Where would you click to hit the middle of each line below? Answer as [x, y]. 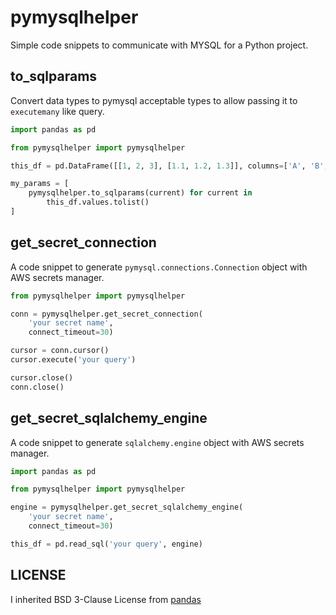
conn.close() [37, 387]
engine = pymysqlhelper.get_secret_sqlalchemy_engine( [127, 507]
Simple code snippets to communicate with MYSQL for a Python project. [159, 45]
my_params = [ [40, 184]
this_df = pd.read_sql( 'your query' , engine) [106, 544]
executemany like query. [57, 111]
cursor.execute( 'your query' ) [73, 360]
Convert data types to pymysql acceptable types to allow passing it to [154, 100]
